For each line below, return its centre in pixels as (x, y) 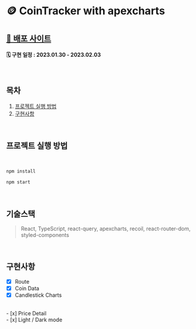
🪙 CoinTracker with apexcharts (86, 11)
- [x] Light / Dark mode (34, 319)
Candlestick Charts (38, 295)
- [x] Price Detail (26, 313)
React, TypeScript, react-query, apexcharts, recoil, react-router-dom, (105, 228)
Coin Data (27, 288)
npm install (21, 171)
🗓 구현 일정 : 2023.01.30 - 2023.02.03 (54, 55)
